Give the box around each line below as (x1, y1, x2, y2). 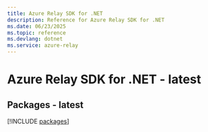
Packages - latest (7, 99, 84, 111)
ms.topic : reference (7, 29, 67, 36)
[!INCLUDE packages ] (7, 118, 70, 125)
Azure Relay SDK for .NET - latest (7, 71, 202, 87)
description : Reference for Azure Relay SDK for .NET (7, 16, 165, 23)
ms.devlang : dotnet (7, 36, 63, 43)
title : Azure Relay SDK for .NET (7, 10, 103, 17)
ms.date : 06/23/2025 (7, 23, 67, 30)
